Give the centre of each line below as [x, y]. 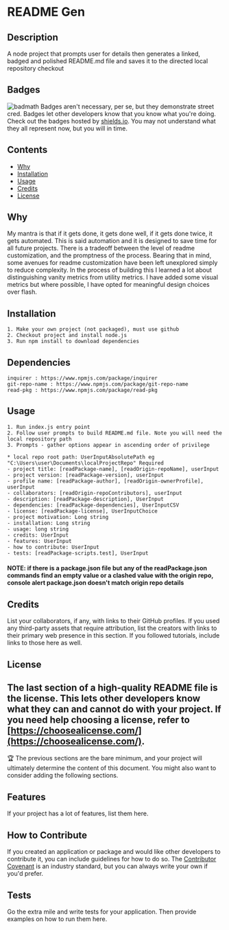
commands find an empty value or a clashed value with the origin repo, [110, 576]
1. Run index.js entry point [49, 427]
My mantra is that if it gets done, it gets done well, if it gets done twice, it [110, 233]
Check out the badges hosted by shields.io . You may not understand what [111, 121]
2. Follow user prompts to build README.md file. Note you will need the [115, 433]
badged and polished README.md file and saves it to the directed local [108, 61]
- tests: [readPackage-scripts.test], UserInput [78, 553]
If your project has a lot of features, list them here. [78, 813]
